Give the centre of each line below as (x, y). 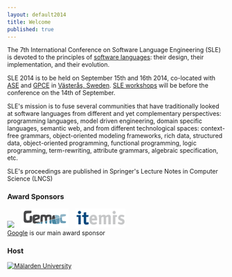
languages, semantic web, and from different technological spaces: (103, 128)
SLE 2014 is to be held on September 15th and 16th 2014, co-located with (111, 78)
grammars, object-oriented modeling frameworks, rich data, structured (122, 136)
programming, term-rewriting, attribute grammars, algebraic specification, (113, 151)
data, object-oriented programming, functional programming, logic (102, 143)
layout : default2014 (37, 15)
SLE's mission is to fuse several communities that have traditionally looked (113, 106)
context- (213, 128)
